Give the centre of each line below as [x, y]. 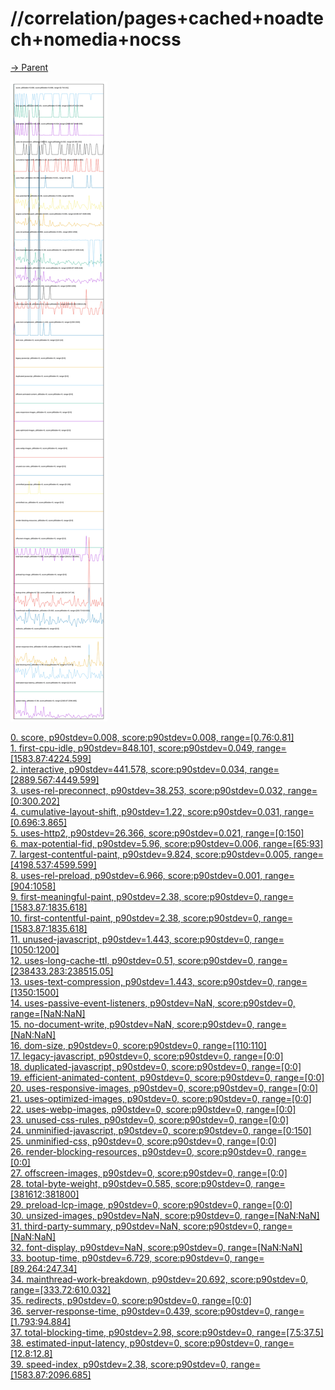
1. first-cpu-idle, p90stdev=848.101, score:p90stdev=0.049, [132, 748]
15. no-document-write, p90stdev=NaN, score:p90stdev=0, [132, 1024]
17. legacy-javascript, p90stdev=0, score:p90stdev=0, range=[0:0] [147, 1056]
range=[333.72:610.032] [61, 1289]
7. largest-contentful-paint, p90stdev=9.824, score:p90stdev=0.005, [151, 854]
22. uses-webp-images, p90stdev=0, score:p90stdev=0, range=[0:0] [153, 1109]
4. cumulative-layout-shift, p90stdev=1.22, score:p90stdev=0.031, [146, 811]
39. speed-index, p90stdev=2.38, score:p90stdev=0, [119, 1364]
